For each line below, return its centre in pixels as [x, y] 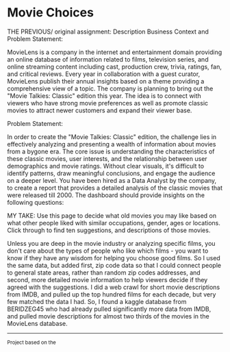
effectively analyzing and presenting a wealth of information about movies [112, 144]
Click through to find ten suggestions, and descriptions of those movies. [109, 230]
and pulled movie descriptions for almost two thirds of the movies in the [108, 316]
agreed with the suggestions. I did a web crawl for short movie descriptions [114, 287]
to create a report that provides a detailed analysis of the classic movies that [115, 188]
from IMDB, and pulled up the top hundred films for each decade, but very [112, 294]
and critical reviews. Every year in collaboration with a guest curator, [104, 74]
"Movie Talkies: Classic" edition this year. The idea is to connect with [104, 96]
